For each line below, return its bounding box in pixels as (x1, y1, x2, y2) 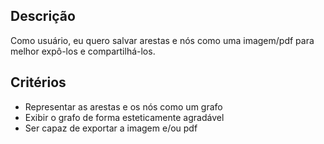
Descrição (10, 8, 76, 25)
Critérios (10, 74, 67, 91)
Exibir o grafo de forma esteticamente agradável (24, 111, 225, 123)
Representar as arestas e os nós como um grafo (24, 100, 223, 113)
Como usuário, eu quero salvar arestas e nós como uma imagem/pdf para (10, 34, 315, 46)
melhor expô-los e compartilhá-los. (10, 45, 156, 57)
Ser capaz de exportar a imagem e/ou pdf (24, 122, 198, 134)
